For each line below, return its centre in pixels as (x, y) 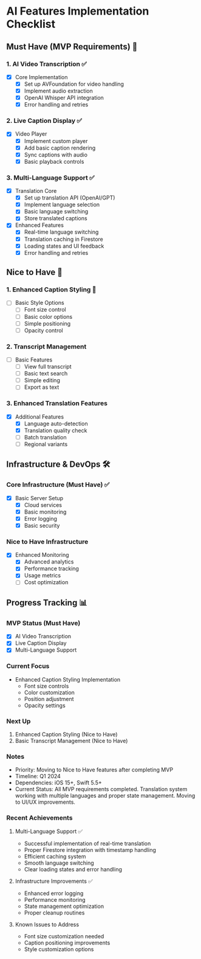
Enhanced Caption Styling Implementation (68, 679)
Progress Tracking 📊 (47, 603)
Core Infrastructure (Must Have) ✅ (58, 485)
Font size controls (46, 686)
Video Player (31, 134)
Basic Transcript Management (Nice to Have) (71, 741)
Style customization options (59, 949)
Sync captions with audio (56, 155)
